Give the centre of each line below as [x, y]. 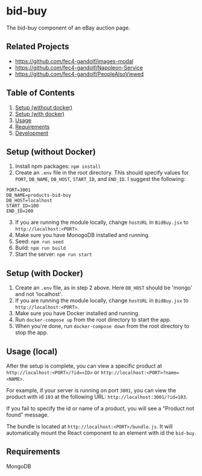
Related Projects [38, 47]
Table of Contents [41, 93]
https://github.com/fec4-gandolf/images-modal [74, 61]
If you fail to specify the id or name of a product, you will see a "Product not [100, 408]
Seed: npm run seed [39, 241]
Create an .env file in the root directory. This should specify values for [102, 173]
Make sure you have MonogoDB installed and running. [82, 235]
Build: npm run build [40, 248]
